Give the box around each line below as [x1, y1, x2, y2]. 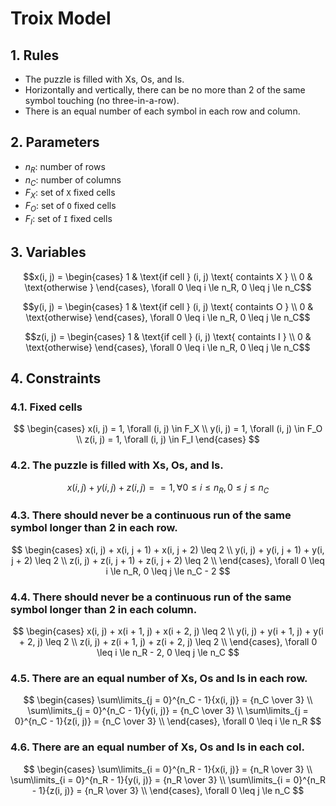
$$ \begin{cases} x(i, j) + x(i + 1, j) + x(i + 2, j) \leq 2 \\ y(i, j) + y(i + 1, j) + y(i [12, 625, 324, 637]
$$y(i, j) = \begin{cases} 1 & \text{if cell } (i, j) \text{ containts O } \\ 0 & [22, 300, 314, 312]
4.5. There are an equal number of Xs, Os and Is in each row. [10, 671, 308, 685]
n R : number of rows [24, 160, 106, 175]
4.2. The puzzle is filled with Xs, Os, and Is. [10, 458, 224, 472]
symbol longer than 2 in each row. [10, 521, 178, 535]
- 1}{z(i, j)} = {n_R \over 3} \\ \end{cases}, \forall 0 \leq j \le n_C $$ [31, 784, 305, 796]
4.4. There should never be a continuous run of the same [10, 590, 292, 604]
